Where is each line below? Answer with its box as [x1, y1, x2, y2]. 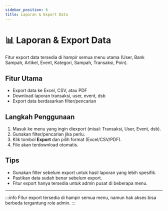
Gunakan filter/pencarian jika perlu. [12, 131, 85, 137]
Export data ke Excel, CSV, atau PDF [12, 87, 87, 93]
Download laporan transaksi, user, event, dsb [12, 93, 106, 99]
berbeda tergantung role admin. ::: [5, 199, 76, 205]
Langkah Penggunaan [5, 112, 75, 121]
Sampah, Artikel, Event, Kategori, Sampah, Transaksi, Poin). [5, 59, 128, 65]
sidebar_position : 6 [5, 7, 48, 12]
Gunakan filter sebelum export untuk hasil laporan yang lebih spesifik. [12, 169, 156, 175]
